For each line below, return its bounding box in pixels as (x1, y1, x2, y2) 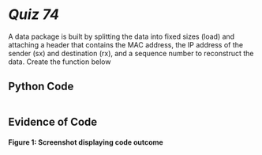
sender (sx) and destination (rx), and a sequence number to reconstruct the (8, 48, 254, 58)
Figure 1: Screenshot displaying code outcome (8, 137, 163, 147)
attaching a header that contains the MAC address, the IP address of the (8, 40, 243, 49)
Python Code (8, 80, 74, 93)
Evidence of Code (8, 115, 98, 129)
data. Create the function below (8, 57, 111, 66)
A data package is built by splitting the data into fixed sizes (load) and (8, 32, 235, 41)
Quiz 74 (8, 6, 59, 24)
